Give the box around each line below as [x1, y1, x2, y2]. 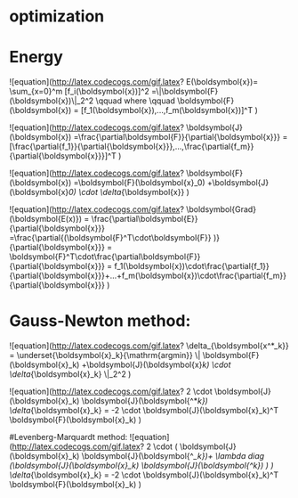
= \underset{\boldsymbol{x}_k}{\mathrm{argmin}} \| [9, 350, 201, 361]
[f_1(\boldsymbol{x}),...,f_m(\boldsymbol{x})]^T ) [80, 105, 258, 116]
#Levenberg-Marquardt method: [9, 432, 128, 443]
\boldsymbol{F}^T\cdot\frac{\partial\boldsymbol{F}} [9, 251, 201, 262]
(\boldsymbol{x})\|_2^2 [9, 95, 94, 106]
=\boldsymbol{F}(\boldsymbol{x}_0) [73, 177, 206, 188]
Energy [9, 47, 64, 68]
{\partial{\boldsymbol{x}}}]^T [9, 151, 117, 161]
